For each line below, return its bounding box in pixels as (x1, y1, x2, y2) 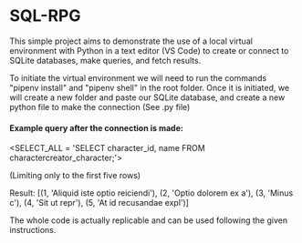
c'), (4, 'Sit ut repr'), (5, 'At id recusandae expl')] (9, 197, 190, 208)
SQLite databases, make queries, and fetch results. (9, 55, 202, 66)
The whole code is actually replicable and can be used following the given (9, 215, 288, 226)
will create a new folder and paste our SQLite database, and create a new (9, 92, 286, 103)
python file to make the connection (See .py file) (9, 101, 191, 112)
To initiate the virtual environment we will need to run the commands (9, 72, 267, 83)
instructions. (9, 225, 57, 236)
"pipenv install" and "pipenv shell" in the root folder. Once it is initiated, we (9, 82, 290, 93)
